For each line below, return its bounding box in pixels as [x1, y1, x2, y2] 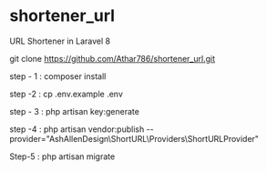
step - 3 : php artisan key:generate [9, 106, 139, 116]
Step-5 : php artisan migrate [9, 151, 116, 162]
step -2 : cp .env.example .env [9, 88, 123, 99]
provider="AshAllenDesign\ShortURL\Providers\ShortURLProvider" [9, 133, 260, 144]
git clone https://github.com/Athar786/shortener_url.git [9, 53, 216, 64]
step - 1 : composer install [9, 70, 107, 82]
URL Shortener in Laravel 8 [9, 35, 111, 46]
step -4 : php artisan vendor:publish [9, 124, 145, 135]
